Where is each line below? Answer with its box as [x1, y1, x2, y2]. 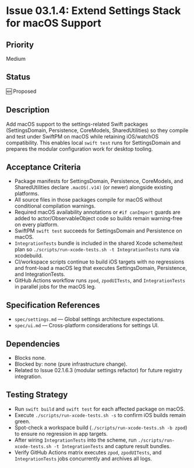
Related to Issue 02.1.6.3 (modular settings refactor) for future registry [14, 367, 182, 374]
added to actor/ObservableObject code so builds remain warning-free [14, 215, 182, 222]
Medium [6, 56, 26, 62]
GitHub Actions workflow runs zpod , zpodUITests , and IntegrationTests [14, 277, 185, 284]
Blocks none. [14, 355, 46, 362]
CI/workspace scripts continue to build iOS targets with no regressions [14, 258, 185, 265]
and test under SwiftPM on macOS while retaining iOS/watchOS [6, 133, 159, 140]
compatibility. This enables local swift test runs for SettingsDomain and [6, 139, 181, 146]
